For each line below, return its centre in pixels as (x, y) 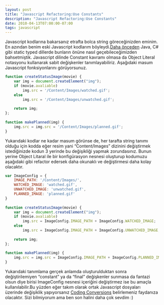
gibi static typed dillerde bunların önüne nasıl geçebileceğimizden (71, 52)
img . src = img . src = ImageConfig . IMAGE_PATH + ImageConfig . (76, 258)
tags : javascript (23, 28)
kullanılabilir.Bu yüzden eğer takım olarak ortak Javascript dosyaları (73, 287)
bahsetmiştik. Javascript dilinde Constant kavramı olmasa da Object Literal (80, 57)
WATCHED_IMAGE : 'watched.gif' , (46, 185)
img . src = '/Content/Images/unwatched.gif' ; (69, 99)
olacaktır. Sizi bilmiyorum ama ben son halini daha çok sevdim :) (69, 297)
